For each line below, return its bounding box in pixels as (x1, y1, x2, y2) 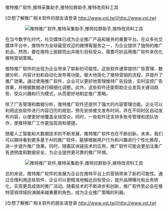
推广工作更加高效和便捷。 (26, 120, 80, 126)
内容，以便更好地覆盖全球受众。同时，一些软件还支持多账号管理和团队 (9, 114, 154, 119)
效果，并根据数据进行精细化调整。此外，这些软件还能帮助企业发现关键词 (5, 84, 154, 90)
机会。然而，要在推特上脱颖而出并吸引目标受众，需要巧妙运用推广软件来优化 (5, 49, 163, 54)
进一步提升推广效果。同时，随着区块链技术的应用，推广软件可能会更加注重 (5, 143, 158, 149)
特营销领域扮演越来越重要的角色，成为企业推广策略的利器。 (5, 189, 128, 195)
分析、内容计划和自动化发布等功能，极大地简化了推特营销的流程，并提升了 (9, 72, 163, 77)
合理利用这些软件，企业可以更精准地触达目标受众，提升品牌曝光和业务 (9, 177, 154, 182)
